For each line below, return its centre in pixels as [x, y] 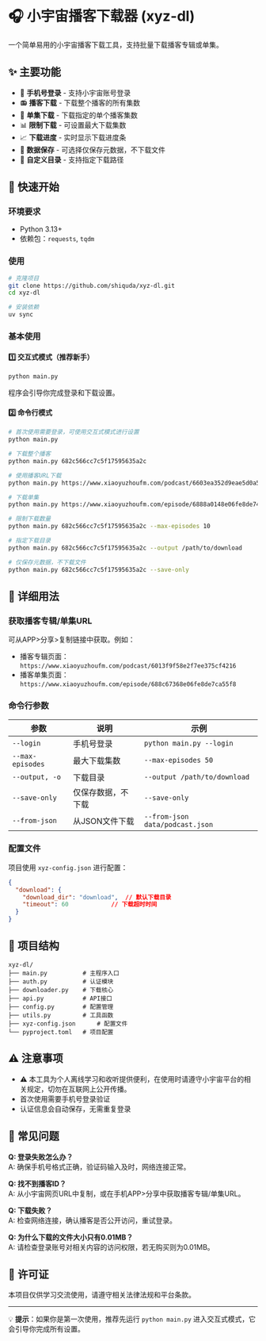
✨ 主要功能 [35, 72]
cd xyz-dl [25, 293]
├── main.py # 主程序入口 [64, 973]
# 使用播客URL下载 [35, 475]
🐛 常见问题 [34, 1136]
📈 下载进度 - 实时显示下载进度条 [73, 137]
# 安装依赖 [24, 307]
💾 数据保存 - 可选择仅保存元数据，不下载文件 [93, 149]
